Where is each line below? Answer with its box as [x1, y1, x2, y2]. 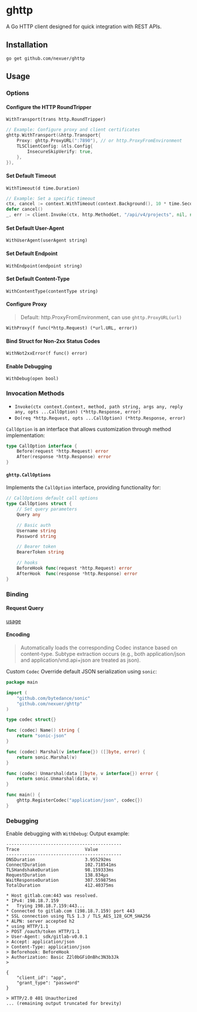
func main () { [6, 792, 41, 798]
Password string [16, 533, 57, 539]
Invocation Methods [6, 390, 64, 398]
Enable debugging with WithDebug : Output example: [6, 830, 130, 837]
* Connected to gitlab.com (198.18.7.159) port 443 [6, 908, 135, 914]
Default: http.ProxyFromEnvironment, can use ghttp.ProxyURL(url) [20, 313, 182, 320]
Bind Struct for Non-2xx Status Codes [6, 337, 101, 344]
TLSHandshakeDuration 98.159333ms [6, 867, 114, 873]
